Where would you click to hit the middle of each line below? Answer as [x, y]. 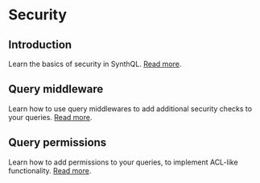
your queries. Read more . [50, 117]
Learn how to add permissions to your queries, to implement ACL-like [124, 162]
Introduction [40, 45]
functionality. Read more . [50, 170]
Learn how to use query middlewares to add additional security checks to [130, 108]
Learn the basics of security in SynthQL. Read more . [95, 64]
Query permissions [58, 143]
